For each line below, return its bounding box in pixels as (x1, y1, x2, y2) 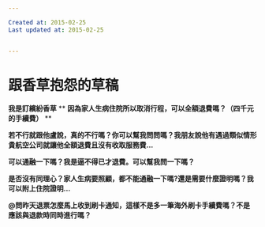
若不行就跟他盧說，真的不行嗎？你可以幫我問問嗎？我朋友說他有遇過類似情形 (8, 131, 257, 140)
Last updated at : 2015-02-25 (8, 25, 104, 34)
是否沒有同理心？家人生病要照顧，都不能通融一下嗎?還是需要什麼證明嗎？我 (8, 174, 254, 183)
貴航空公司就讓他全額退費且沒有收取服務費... (8, 140, 154, 150)
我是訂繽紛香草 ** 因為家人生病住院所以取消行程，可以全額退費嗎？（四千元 (8, 104, 254, 113)
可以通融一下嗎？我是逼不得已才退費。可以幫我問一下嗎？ (8, 157, 195, 167)
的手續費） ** (8, 114, 52, 123)
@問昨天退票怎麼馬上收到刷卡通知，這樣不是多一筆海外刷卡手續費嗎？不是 (8, 201, 251, 210)
